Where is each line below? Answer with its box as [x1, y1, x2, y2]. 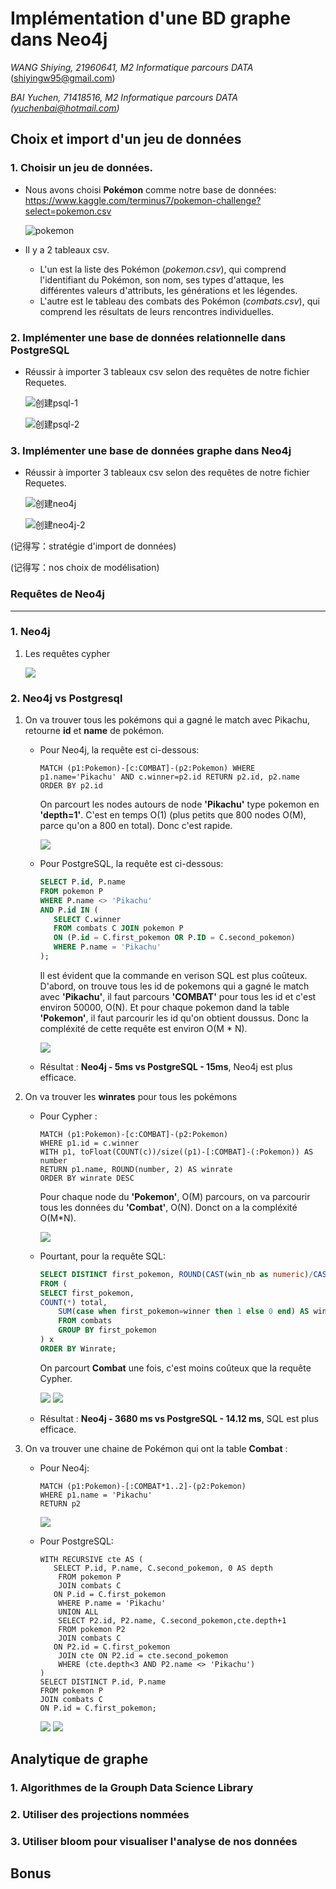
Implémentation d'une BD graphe [10, 7, 292, 30]
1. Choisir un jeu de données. [10, 161, 154, 175]
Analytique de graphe [10, 1751, 149, 1768]
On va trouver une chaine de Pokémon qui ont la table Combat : [24, 1442, 288, 1454]
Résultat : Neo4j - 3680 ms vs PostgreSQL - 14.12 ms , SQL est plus [39, 1412, 319, 1424]
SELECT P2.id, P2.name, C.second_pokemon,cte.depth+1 [58, 1615, 287, 1626]
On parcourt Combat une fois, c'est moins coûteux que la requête [39, 1362, 312, 1374]
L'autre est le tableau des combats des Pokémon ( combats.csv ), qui [39, 295, 320, 307]
